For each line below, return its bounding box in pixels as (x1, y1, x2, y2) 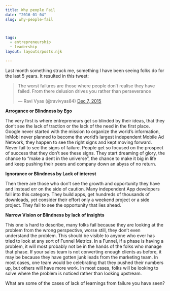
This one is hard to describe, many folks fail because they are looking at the (5, 221, 164, 228)
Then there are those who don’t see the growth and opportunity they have (5, 180, 160, 186)
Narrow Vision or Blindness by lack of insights (5, 212, 105, 218)
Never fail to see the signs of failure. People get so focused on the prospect (5, 144, 164, 150)
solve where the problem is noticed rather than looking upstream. (5, 270, 142, 276)
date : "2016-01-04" (5, 12, 47, 17)
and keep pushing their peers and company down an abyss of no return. (5, 160, 156, 167)
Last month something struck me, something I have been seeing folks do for (5, 67, 164, 74)
